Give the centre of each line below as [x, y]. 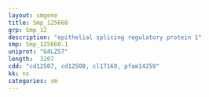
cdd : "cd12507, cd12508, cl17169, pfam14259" [84, 66]
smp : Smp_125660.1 [38, 45]
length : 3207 [31, 59]
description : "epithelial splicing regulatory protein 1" [105, 37]
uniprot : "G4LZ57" [38, 52]
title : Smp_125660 [38, 23]
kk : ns [19, 74]
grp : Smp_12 [27, 30]
